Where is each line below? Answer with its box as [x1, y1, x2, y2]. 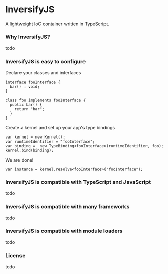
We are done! [5, 156, 34, 163]
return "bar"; [14, 106, 45, 111]
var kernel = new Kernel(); [5, 134, 66, 140]
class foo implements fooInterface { [5, 97, 86, 103]
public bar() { [10, 102, 43, 107]
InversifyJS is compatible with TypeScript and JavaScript [5, 179, 151, 186]
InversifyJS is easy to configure [5, 58, 86, 65]
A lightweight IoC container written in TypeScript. [5, 21, 109, 27]
